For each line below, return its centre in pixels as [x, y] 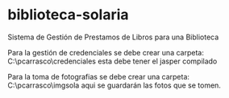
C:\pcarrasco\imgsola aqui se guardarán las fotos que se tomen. [114, 85]
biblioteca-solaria [69, 15]
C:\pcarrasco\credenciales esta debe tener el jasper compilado [112, 61]
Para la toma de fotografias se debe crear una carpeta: [99, 76]
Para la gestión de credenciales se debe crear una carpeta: [106, 52]
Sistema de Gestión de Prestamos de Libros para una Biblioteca [113, 37]
